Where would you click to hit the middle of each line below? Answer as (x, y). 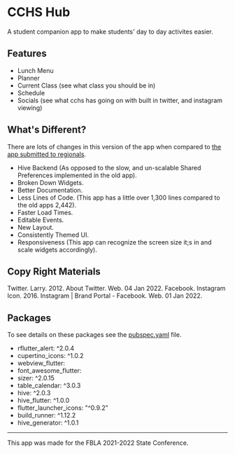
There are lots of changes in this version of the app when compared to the (114, 146)
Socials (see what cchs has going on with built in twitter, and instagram (120, 100)
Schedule (31, 92)
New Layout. (36, 227)
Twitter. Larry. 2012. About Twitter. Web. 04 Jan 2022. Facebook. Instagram (116, 289)
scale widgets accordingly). (57, 249)
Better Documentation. (50, 190)
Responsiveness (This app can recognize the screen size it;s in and (114, 242)
